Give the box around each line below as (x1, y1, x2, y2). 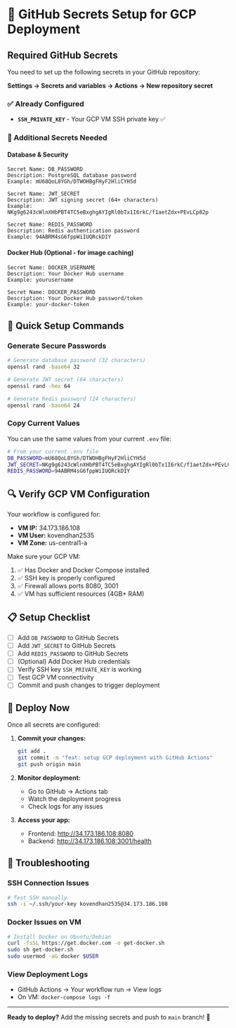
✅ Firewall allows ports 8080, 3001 (17, 582, 119, 590)
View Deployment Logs (7, 970, 88, 980)
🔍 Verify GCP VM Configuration (7, 488, 150, 500)
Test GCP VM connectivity (17, 673, 94, 682)
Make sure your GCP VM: (7, 552, 81, 561)
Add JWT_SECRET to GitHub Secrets (17, 642, 116, 650)
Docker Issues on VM (7, 917, 82, 927)
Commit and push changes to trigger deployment (17, 681, 160, 689)
